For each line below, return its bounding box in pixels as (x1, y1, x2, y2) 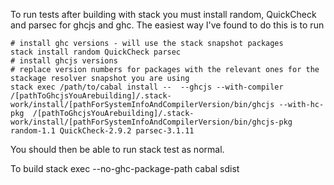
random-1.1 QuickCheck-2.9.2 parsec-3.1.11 (10, 126, 195, 136)
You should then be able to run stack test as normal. (10, 144, 225, 155)
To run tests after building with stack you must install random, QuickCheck (10, 9, 317, 20)
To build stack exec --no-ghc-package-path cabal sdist (10, 163, 240, 174)
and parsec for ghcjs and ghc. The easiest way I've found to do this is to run (10, 19, 325, 31)
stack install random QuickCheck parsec (10, 47, 182, 57)
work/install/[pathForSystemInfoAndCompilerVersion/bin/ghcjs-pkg (10, 117, 293, 127)
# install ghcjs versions (10, 56, 118, 66)
